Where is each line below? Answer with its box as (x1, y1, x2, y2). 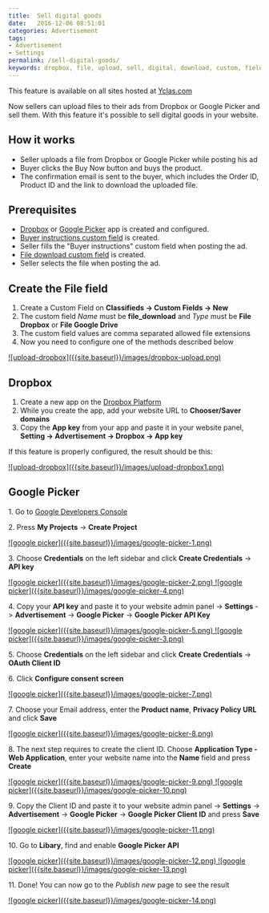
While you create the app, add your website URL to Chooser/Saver (19, 406, 242, 415)
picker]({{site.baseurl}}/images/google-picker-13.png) (8, 864, 187, 874)
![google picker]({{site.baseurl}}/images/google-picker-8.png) (8, 729, 214, 738)
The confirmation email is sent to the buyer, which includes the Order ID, (19, 172, 259, 181)
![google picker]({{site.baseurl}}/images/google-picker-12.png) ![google (8, 855, 246, 866)
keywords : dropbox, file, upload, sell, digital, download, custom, (8, 64, 242, 72)
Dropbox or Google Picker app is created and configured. (19, 224, 210, 234)
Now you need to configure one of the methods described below (19, 337, 234, 347)
